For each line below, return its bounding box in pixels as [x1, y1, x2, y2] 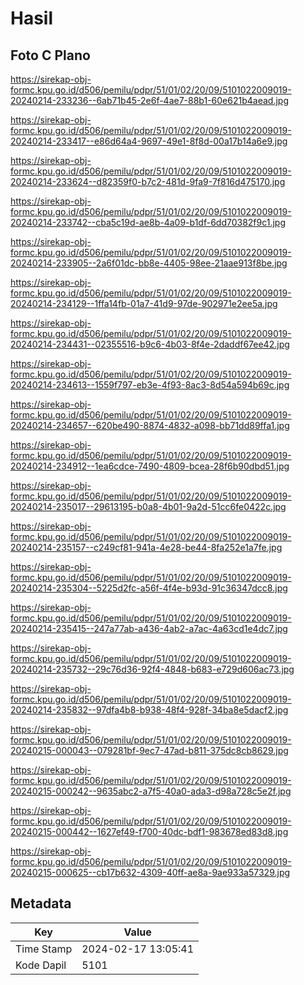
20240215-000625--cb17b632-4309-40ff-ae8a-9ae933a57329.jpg [10, 867, 291, 878]
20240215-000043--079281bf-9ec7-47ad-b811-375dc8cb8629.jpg [10, 745, 289, 756]
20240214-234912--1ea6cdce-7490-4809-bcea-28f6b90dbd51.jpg [10, 460, 290, 472]
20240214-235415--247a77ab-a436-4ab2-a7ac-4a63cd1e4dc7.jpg [10, 623, 288, 634]
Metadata [10, 895, 72, 912]
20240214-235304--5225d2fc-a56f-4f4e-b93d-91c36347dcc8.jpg [10, 582, 288, 594]
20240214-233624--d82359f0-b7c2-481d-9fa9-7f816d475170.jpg [10, 176, 286, 187]
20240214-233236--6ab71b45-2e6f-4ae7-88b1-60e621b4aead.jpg [10, 95, 289, 106]
